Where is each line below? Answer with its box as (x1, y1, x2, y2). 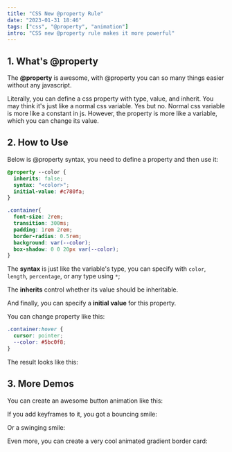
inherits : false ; (13, 175, 64, 182)
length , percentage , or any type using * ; (7, 272, 121, 281)
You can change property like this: (7, 312, 105, 321)
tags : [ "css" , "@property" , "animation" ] (7, 23, 129, 30)
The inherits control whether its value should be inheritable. (7, 285, 179, 294)
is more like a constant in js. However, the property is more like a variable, (7, 109, 217, 118)
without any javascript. (7, 81, 72, 90)
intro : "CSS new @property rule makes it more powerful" (7, 29, 175, 37)
